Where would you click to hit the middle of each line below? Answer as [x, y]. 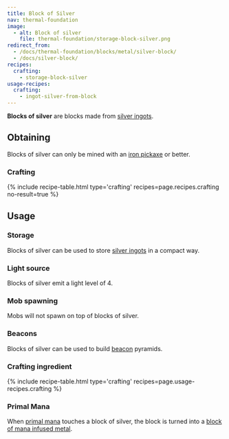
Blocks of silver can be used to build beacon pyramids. [85, 348]
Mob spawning [33, 301]
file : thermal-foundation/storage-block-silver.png [95, 39]
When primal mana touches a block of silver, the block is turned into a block [115, 421]
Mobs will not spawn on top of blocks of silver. [73, 316]
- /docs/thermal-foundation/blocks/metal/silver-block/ [95, 52]
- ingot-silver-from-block [58, 97]
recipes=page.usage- [164, 381]
